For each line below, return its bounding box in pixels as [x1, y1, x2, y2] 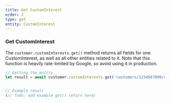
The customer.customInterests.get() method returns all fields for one [5, 49, 151, 56]
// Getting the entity [5, 70, 53, 75]
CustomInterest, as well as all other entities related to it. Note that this [5, 55, 150, 61]
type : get [5, 17, 26, 22]
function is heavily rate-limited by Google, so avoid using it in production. [5, 60, 158, 66]
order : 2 [5, 12, 24, 17]
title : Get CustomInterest [5, 7, 62, 13]
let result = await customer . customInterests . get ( [5, 75, 114, 80]
